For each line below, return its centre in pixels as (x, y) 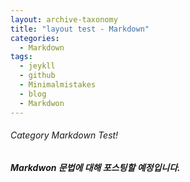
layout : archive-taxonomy (64, 19)
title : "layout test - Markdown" (80, 29)
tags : (21, 57)
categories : (35, 38)
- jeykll (37, 66)
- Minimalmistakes (58, 85)
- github (37, 76)
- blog (33, 94)
